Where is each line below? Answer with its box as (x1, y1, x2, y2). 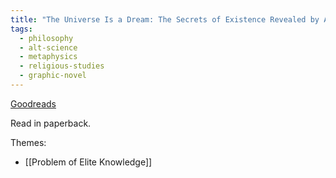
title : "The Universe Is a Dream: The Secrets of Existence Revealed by (10, 14, 320, 25)
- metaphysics (19, 52, 78, 62)
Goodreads (10, 97, 57, 110)
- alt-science (19, 42, 78, 53)
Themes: (10, 136, 47, 148)
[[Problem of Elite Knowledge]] (24, 156, 153, 168)
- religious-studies (19, 61, 105, 71)
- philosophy (19, 33, 74, 43)
